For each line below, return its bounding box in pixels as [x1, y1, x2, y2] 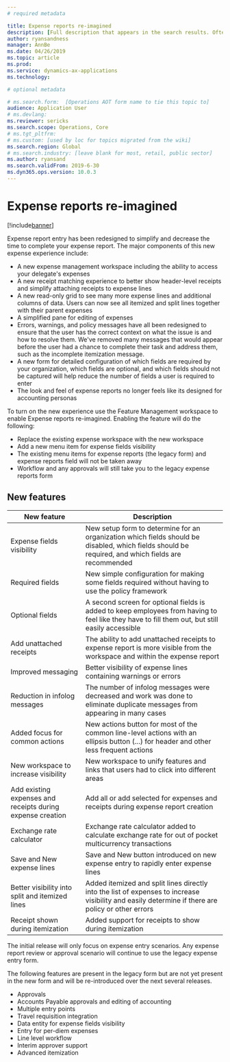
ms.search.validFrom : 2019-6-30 [7, 162, 99, 169]
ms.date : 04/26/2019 [7, 48, 66, 55]
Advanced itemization [16, 1048, 79, 1057]
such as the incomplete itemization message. [16, 350, 145, 358]
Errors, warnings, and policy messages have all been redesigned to [16, 320, 207, 329]
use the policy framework [85, 586, 168, 595]
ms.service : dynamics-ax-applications [7, 67, 118, 74]
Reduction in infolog [10, 691, 75, 700]
